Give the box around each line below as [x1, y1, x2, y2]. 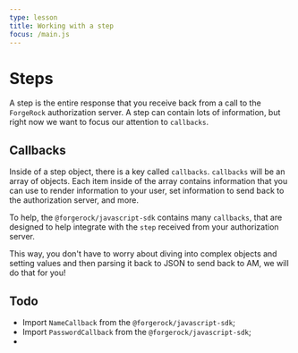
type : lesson [9, 13, 58, 22]
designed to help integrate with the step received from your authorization [9, 222, 279, 232]
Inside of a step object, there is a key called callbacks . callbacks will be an [9, 166, 285, 177]
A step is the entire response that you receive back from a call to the [9, 97, 261, 108]
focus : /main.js [9, 29, 70, 38]
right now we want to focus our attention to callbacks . [9, 117, 209, 128]
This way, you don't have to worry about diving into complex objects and [9, 248, 277, 259]
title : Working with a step [9, 21, 115, 30]
